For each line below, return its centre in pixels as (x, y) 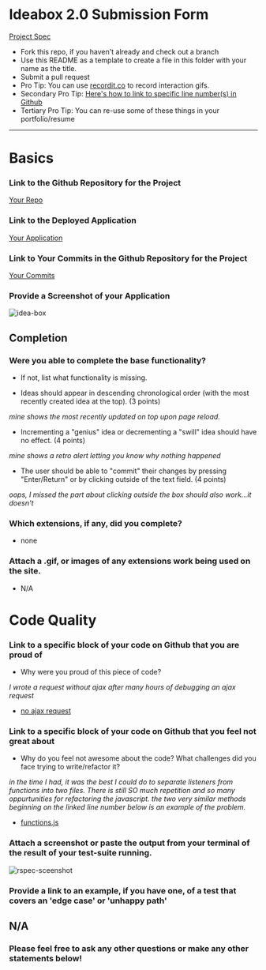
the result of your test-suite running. (81, 853)
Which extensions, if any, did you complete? (96, 523)
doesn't (21, 503)
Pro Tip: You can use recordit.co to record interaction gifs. (115, 85)
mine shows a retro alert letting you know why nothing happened (115, 455)
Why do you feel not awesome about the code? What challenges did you (138, 758)
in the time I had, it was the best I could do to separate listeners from (121, 782)
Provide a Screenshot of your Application (90, 295)
